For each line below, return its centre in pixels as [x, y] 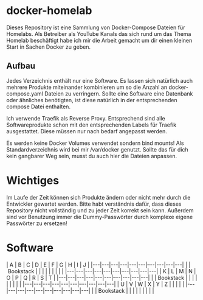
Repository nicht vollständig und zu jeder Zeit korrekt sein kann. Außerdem [100, 210]
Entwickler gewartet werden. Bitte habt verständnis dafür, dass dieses [94, 204]
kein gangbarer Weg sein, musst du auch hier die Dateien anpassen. [92, 156]
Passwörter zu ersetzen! [37, 223]
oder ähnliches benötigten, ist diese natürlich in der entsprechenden [92, 100]
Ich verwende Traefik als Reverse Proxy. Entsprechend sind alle [86, 118]
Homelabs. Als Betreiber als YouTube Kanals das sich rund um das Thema [99, 33]
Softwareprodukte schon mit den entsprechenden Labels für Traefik [91, 125]
